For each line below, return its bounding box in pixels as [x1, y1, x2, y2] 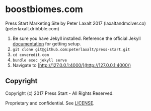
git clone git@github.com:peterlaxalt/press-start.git [12, 47, 130, 52]
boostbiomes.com [5, 4, 83, 15]
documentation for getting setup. [12, 40, 82, 46]
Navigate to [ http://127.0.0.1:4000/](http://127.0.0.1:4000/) [12, 62, 131, 68]
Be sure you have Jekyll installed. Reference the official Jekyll [12, 35, 141, 41]
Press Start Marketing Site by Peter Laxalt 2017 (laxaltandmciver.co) [5, 20, 146, 26]
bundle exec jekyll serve [12, 58, 67, 63]
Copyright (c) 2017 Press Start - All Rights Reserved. [5, 90, 114, 96]
